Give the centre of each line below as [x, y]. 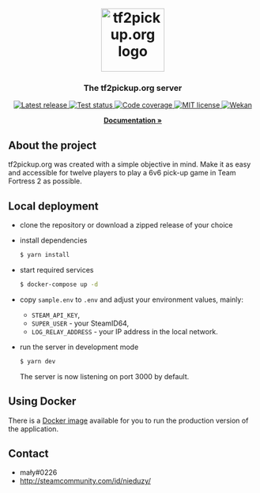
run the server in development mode [79, 347]
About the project [53, 145]
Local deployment [53, 206]
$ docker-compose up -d [59, 284]
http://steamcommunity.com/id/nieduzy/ [85, 481]
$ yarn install [45, 255]
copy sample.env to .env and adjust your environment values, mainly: [131, 299]
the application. [34, 429]
